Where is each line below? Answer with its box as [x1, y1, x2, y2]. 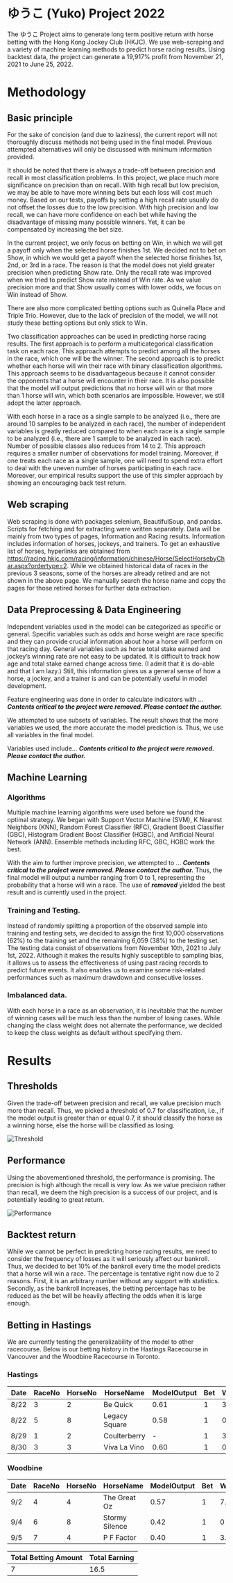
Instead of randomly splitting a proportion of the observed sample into [7, 922, 208, 930]
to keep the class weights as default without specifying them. [7, 1028, 182, 1036]
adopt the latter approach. [7, 399, 82, 407]
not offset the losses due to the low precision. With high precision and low [7, 202, 218, 211]
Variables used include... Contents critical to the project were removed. [7, 744, 215, 753]
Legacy [103, 1411, 128, 1420]
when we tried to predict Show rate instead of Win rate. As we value [7, 275, 202, 284]
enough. [7, 1299, 31, 1308]
